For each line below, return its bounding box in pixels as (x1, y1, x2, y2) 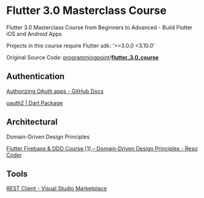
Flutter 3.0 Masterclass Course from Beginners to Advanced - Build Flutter (6, 24, 193, 31)
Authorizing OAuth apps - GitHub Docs (6, 87, 104, 95)
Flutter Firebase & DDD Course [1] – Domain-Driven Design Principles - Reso (6, 145, 198, 152)
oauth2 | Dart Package (6, 99, 63, 106)
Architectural (6, 117, 58, 128)
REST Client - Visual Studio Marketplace (6, 185, 107, 192)
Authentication (6, 71, 65, 82)
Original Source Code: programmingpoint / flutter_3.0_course (6, 53, 159, 61)
